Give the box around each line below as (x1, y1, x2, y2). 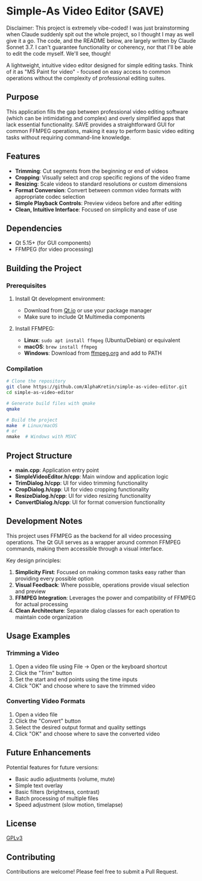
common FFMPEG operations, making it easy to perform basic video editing (6, 127, 195, 134)
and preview (14, 587, 46, 595)
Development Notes (6, 516, 83, 526)
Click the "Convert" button (14, 717, 81, 724)
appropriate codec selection (14, 193, 86, 200)
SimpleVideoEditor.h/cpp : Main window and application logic (14, 473, 169, 480)
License (6, 819, 37, 829)
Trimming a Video (6, 649, 59, 657)
